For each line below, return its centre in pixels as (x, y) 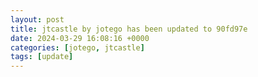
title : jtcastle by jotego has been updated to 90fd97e (129, 29)
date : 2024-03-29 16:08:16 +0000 (80, 38)
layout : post (37, 19)
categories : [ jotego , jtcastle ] (77, 47)
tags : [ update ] (42, 57)
